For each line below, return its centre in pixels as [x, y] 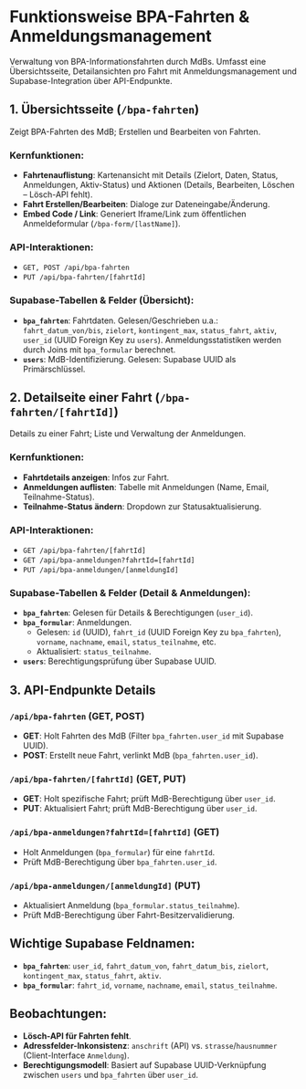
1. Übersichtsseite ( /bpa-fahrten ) [104, 110]
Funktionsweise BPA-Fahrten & [129, 17]
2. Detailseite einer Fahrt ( [84, 398]
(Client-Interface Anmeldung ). [76, 1055]
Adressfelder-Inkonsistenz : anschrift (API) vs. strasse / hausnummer [150, 1045]
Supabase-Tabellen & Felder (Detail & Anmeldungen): [130, 592]
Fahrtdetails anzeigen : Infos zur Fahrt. [96, 477]
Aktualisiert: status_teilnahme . [94, 652]
